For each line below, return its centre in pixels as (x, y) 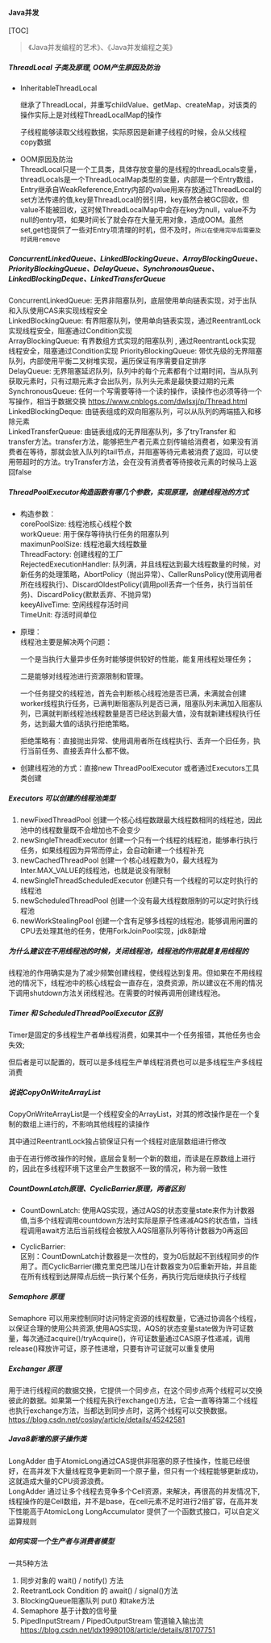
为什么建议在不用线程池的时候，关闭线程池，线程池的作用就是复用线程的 (128, 951)
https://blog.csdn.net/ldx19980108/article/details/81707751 (117, 1629)
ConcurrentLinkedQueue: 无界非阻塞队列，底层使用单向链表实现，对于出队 (132, 301)
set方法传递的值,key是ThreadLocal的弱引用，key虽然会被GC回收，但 (135, 200)
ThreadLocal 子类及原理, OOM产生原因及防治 (84, 67)
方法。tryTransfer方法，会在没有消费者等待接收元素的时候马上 (146, 462)
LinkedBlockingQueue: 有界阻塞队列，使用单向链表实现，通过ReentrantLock (135, 321)
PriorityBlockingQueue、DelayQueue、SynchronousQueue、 (114, 268)
